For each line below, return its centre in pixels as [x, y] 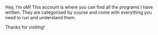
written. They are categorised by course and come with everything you [78, 12]
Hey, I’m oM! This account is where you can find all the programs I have [79, 7]
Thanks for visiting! [25, 27]
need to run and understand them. [41, 17]
